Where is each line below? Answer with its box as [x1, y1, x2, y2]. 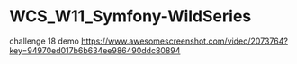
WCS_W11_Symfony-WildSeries [9, 6, 252, 27]
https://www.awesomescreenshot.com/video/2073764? [80, 36, 288, 46]
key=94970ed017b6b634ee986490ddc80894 [9, 44, 181, 55]
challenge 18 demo [9, 36, 79, 46]
